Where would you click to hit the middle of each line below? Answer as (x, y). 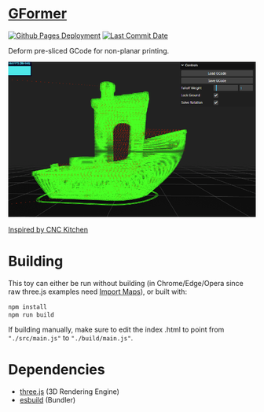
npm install (27, 307)
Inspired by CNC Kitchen (48, 230)
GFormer (38, 14)
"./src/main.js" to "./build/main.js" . (71, 338)
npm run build (31, 315)
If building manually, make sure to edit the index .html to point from (116, 330)
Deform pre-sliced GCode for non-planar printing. (89, 50)
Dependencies (57, 370)
